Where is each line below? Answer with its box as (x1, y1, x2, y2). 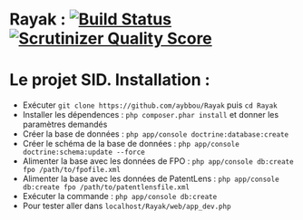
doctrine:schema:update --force (22, 148, 145, 158)
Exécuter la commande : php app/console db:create (22, 191, 218, 202)
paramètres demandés (22, 119, 108, 130)
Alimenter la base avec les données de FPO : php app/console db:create (22, 156, 294, 167)
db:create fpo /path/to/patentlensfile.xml (22, 183, 191, 192)
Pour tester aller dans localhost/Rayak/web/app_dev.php (22, 200, 231, 212)
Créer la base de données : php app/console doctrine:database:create (22, 129, 289, 139)
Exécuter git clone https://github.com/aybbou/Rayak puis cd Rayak (22, 100, 279, 110)
